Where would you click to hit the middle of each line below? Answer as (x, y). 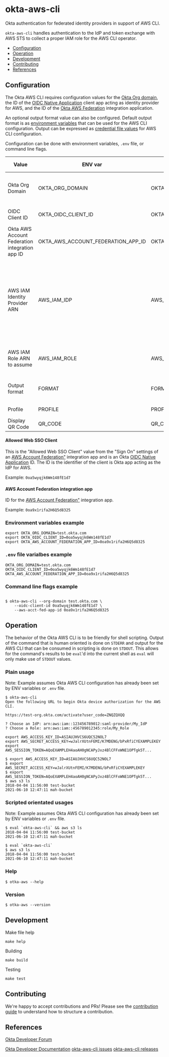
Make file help (20, 932)
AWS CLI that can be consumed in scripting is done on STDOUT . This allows (82, 648)
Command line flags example (41, 586)
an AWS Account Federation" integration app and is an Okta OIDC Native (80, 457)
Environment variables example (45, 523)
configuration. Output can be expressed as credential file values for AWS (81, 128)
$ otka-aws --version (28, 905)
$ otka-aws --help (24, 882)
